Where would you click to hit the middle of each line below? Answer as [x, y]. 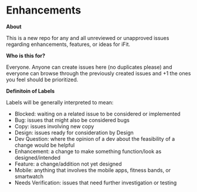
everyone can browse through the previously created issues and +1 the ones [98, 73]
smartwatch [29, 176]
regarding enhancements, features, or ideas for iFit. [68, 44]
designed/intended [37, 157]
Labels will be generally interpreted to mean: [60, 102]
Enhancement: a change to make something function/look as [88, 151]
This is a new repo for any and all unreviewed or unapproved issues [88, 38]
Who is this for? [26, 55]
